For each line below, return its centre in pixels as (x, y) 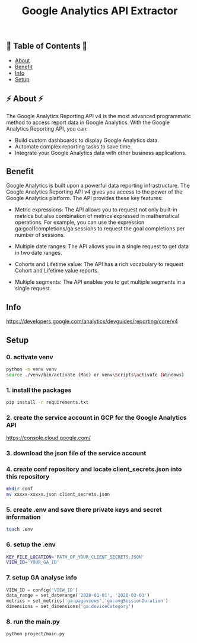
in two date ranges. (38, 253)
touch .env (20, 530)
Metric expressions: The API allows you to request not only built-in (96, 210)
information (23, 517)
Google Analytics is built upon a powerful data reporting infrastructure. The (98, 186)
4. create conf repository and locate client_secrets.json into (94, 469)
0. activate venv (30, 357)
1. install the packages (39, 390)
